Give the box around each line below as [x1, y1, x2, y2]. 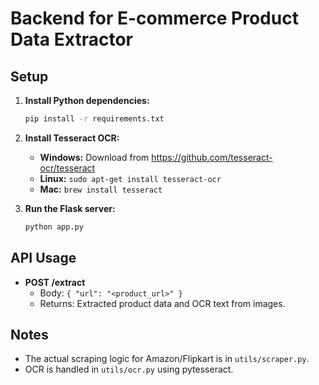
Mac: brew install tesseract [39, 183, 163, 195]
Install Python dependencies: [24, 95, 150, 106]
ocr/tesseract [39, 162, 96, 174]
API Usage [10, 250, 77, 267]
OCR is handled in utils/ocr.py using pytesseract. [24, 363, 234, 376]
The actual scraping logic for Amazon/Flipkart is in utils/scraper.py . [24, 353, 310, 365]
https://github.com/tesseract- [151, 151, 273, 163]
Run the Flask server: [24, 202, 116, 214]
